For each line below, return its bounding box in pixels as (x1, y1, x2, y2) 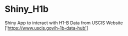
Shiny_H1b (4, 3, 48, 15)
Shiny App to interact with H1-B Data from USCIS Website (4, 20, 123, 26)
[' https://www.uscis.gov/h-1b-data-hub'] (4, 25, 88, 31)
